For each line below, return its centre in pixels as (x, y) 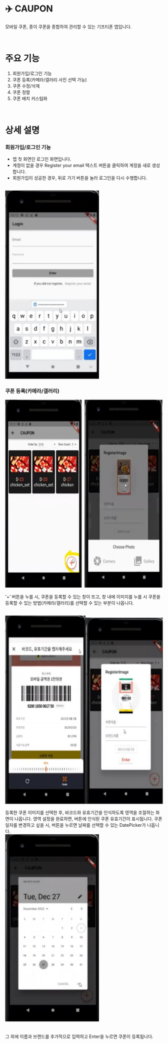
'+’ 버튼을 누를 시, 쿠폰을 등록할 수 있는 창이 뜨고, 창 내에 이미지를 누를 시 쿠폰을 (83, 596)
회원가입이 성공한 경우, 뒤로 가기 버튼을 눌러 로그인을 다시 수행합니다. (80, 178)
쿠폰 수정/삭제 (26, 86)
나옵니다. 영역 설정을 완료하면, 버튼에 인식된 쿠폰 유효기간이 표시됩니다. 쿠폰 (88, 819)
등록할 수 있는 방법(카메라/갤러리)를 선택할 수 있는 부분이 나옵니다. (69, 603)
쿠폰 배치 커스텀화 (30, 98)
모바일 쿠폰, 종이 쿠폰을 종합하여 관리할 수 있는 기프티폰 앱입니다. (68, 27)
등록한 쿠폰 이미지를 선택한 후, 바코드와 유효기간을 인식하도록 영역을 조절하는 (80, 812)
